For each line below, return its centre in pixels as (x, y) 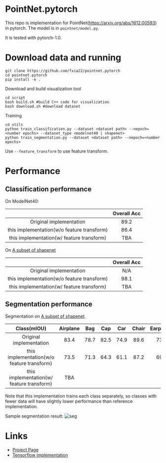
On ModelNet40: (22, 201)
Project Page (25, 450)
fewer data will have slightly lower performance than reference (69, 401)
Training (14, 115)
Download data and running (63, 58)
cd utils (14, 125)
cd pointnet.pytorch (26, 75)
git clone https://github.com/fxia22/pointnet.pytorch (63, 71)
